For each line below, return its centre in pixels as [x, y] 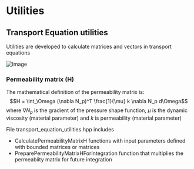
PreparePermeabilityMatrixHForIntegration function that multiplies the [99, 153]
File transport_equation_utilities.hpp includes [60, 130]
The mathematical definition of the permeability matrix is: [75, 92]
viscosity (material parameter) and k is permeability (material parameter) [94, 118]
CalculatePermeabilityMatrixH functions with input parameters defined [100, 141]
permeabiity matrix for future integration [63, 160]
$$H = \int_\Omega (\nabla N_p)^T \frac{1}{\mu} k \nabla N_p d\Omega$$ [99, 102]
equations [18, 53]
